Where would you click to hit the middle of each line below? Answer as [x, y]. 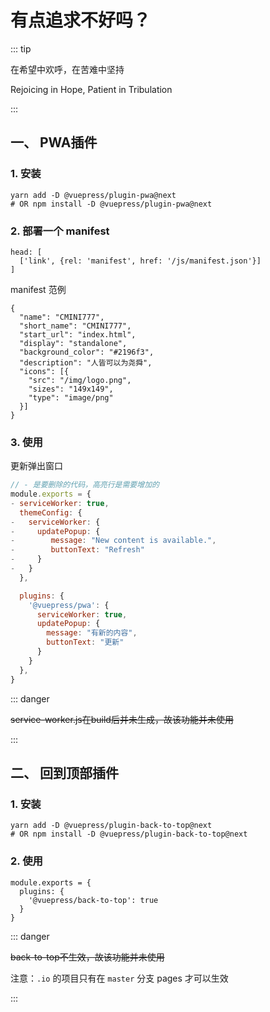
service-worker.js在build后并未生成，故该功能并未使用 [122, 719]
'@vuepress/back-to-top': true [93, 900]
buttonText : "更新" [85, 642]
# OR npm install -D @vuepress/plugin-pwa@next [111, 204]
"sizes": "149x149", [71, 389]
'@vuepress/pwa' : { [69, 605]
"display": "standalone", [73, 343]
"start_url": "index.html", [78, 334]
